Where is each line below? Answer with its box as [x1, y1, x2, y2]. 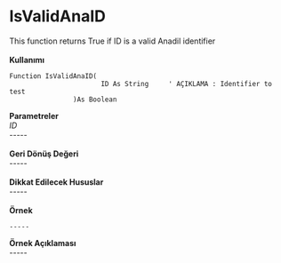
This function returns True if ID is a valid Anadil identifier [9, 36, 216, 46]
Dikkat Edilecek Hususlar [9, 176, 104, 187]
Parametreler [9, 110, 60, 121]
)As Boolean [72, 95, 117, 104]
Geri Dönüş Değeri [9, 148, 79, 159]
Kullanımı [9, 54, 45, 65]
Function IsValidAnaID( [9, 71, 98, 81]
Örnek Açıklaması [9, 237, 76, 248]
